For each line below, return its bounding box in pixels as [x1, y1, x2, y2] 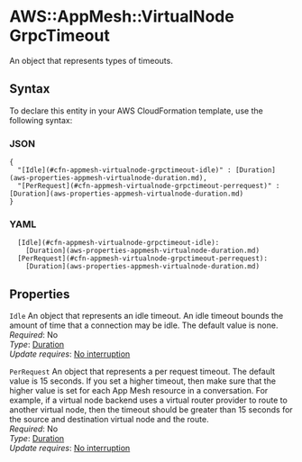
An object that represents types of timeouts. [9, 55, 173, 66]
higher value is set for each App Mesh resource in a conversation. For [9, 385, 269, 396]
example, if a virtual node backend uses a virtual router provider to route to [9, 394, 288, 406]
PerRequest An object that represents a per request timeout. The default [9, 367, 276, 377]
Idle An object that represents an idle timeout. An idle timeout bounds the [9, 311, 284, 322]
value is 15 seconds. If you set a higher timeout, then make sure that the [9, 376, 277, 386]
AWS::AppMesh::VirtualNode [9, 6, 234, 27]
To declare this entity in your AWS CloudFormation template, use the [9, 105, 263, 116]
